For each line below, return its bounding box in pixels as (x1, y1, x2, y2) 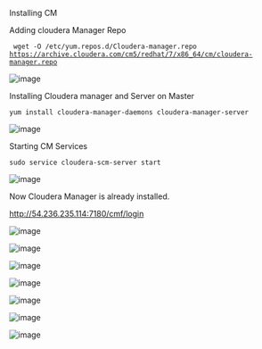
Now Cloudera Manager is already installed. (9, 191, 170, 202)
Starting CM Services (9, 141, 87, 151)
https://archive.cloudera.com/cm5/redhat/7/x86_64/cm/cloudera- (9, 50, 253, 59)
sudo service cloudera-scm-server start (9, 158, 162, 167)
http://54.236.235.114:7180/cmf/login (9, 209, 144, 219)
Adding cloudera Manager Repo (9, 25, 127, 35)
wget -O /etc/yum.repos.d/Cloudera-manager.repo (12, 42, 198, 51)
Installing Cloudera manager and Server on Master (9, 91, 194, 101)
